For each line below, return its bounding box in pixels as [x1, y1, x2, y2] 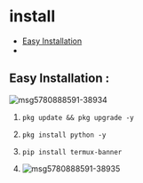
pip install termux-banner [21, 147, 123, 156]
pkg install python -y [21, 131, 107, 139]
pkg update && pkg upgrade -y [21, 113, 135, 122]
